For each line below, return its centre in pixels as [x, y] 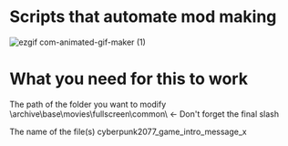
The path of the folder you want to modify [88, 104]
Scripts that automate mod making [143, 17]
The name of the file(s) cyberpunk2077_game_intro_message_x [129, 131]
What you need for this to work [129, 79]
